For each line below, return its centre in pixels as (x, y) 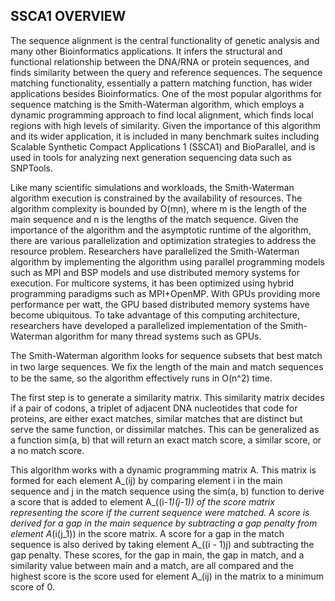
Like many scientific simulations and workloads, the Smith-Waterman (152, 187)
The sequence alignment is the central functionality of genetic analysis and (165, 40)
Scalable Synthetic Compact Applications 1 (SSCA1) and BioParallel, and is (163, 146)
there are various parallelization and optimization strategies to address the (163, 240)
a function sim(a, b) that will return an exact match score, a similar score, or (166, 440)
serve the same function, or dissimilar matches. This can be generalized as (165, 429)
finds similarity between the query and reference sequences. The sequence (166, 72)
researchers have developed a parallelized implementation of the (144, 325)
